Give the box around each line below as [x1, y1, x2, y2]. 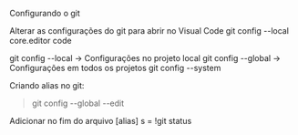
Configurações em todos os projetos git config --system [9, 63, 221, 73]
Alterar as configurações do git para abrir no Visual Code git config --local [9, 26, 290, 36]
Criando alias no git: [9, 80, 85, 90]
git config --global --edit [31, 98, 125, 109]
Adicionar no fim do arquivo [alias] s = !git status [9, 116, 192, 126]
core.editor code [9, 36, 72, 46]
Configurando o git [9, 8, 80, 18]
